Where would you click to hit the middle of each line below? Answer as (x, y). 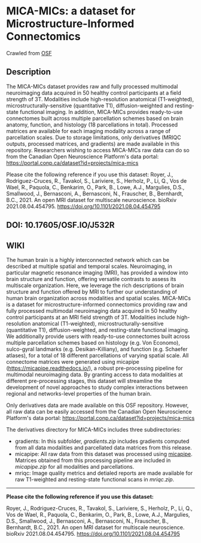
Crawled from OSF (29, 53)
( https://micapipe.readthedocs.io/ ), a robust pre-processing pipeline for (95, 368)
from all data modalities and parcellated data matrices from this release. (103, 447)
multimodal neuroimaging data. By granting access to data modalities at (95, 374)
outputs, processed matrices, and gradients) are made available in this (93, 144)
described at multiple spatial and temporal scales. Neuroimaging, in (89, 266)
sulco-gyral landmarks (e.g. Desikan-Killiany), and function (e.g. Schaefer (97, 349)
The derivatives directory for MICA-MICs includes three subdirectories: (94, 429)
